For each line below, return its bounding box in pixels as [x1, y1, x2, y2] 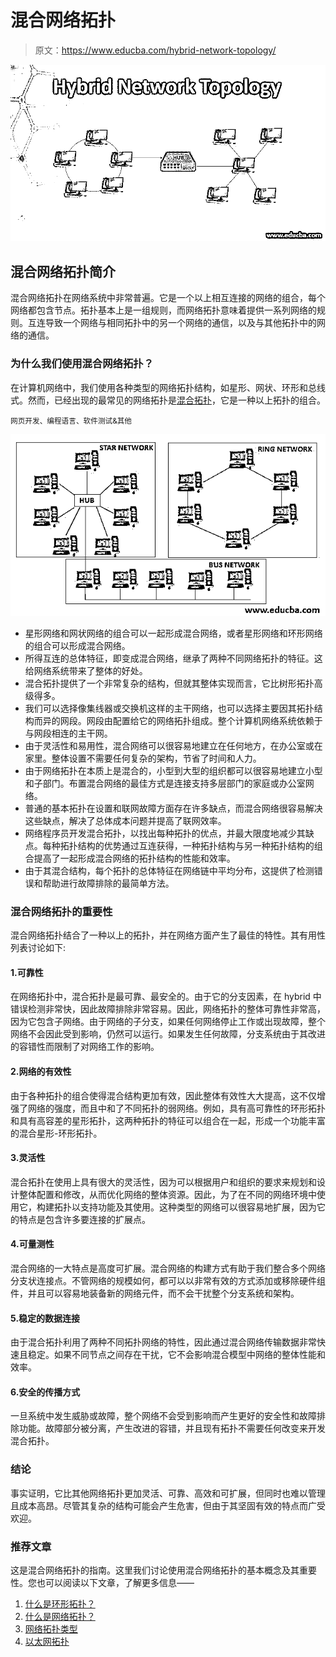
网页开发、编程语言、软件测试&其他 [10, 416, 133, 426]
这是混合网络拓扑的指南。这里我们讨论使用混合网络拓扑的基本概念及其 [10, 1564, 300, 1576]
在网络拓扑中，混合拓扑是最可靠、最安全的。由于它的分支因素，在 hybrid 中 [10, 991, 322, 1003]
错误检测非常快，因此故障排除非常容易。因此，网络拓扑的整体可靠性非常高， [10, 1003, 326, 1015]
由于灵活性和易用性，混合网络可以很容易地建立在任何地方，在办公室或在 [24, 739, 323, 751]
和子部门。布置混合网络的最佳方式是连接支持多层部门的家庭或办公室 [24, 777, 306, 789]
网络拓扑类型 [24, 1622, 78, 1635]
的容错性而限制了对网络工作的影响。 [10, 1041, 160, 1053]
